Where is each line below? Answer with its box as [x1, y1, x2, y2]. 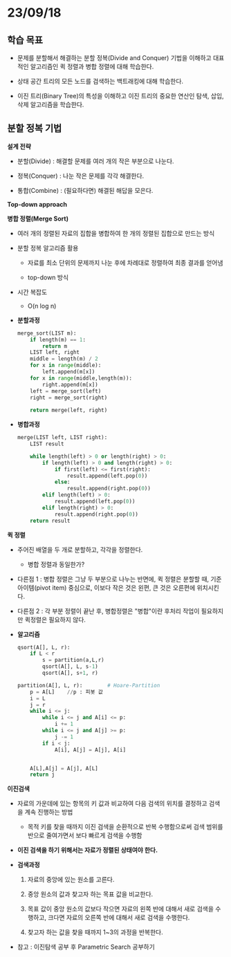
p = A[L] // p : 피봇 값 [30, 688, 104, 696]
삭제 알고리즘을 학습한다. [17, 100, 84, 109]
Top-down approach [7, 200, 68, 208]
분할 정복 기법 [7, 122, 62, 134]
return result [30, 517, 71, 524]
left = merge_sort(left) [30, 387, 102, 395]
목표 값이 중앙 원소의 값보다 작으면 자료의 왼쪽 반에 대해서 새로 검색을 [27, 904, 214, 913]
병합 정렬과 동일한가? [27, 560, 85, 568]
